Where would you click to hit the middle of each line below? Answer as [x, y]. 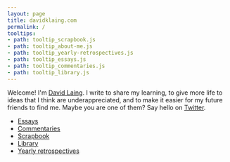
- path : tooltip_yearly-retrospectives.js [70, 53]
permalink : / [26, 27]
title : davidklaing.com [42, 20]
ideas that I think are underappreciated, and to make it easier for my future [115, 100]
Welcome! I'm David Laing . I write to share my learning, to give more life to [115, 93]
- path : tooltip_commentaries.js [56, 66]
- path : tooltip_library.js [49, 72]
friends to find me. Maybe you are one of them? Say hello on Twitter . [107, 107]
